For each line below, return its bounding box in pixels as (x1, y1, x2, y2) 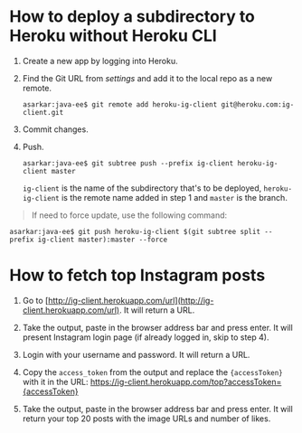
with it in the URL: (22, 376, 89, 387)
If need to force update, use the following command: (31, 210, 228, 221)
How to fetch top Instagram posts (9, 265, 266, 286)
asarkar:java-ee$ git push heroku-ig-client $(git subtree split (9, 227, 260, 236)
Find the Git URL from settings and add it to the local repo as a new (22, 72, 273, 83)
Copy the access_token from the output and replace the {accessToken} (22, 366, 283, 377)
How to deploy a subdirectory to (9, 6, 256, 27)
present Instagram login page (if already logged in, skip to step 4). (22, 332, 269, 343)
